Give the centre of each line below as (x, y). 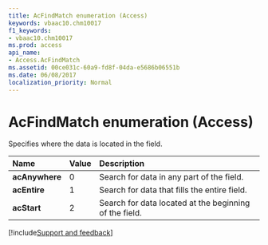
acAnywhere (37, 177)
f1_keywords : (30, 30)
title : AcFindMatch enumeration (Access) (78, 16)
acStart (27, 208)
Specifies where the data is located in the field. (85, 144)
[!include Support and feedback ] (61, 233)
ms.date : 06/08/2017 (43, 75)
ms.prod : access (35, 45)
